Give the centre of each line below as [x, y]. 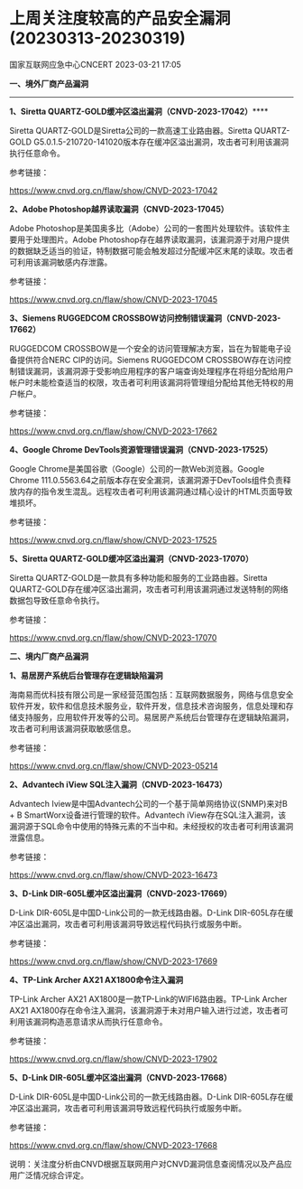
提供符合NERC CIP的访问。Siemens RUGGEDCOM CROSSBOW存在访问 [150, 360]
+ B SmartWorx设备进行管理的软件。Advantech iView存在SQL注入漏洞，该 [148, 815]
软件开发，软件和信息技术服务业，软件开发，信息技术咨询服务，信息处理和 [147, 706]
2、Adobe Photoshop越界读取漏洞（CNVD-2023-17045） [119, 209]
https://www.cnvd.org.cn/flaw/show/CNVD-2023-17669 [114, 961]
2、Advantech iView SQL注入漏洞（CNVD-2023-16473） [119, 784]
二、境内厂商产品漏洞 [49, 656]
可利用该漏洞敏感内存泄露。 [61, 262]
